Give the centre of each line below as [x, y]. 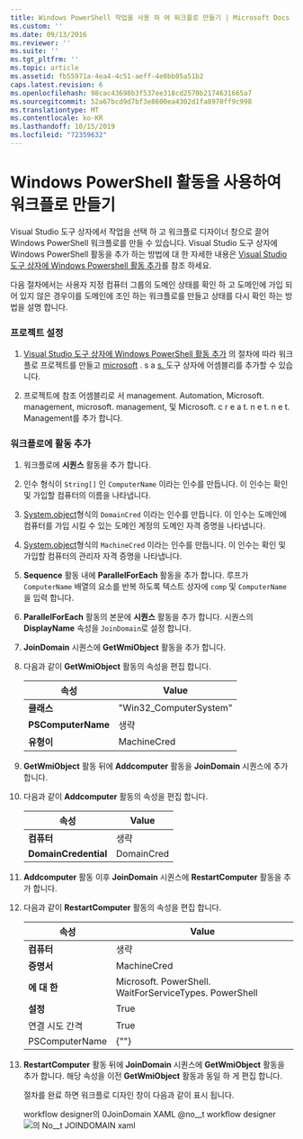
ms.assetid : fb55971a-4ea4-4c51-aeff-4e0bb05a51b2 [107, 77]
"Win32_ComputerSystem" [175, 708]
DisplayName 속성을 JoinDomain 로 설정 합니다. [107, 628]
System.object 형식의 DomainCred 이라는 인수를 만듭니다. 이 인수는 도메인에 [155, 515]
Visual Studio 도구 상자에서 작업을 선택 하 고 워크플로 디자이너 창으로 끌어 [140, 232]
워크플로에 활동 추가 [51, 444]
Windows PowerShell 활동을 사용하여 [146, 182]
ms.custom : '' [37, 26]
